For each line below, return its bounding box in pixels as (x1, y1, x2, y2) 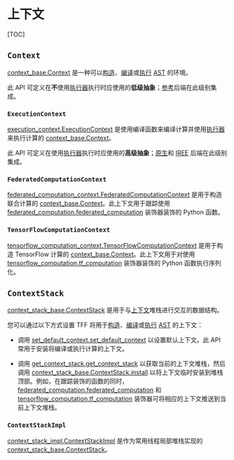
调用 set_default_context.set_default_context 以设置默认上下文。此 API (17, 336, 221, 344)
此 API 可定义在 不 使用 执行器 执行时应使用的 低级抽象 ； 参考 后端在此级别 (7, 83, 212, 91)
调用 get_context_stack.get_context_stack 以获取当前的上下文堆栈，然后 (17, 360, 226, 368)
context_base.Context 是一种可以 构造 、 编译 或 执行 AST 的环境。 (7, 68, 192, 77)
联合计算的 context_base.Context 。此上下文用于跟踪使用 (7, 199, 170, 208)
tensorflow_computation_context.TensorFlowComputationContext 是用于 (7, 241, 217, 249)
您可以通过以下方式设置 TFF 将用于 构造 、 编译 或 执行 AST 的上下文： (7, 321, 203, 329)
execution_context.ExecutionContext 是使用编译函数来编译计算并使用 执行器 (7, 125, 226, 133)
